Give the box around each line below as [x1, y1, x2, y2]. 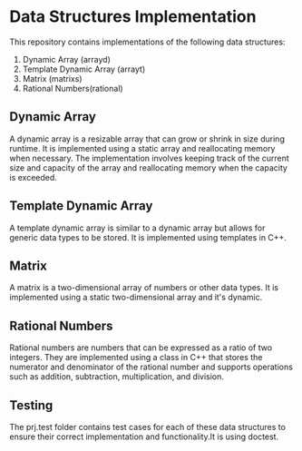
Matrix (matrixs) [22, 73, 83, 83]
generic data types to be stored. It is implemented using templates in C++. [9, 231, 287, 242]
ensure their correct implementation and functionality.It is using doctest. [9, 431, 279, 442]
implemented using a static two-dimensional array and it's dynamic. [9, 292, 263, 303]
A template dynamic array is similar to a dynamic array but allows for [9, 222, 266, 233]
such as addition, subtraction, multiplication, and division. [9, 371, 225, 382]
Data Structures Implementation [9, 6, 257, 27]
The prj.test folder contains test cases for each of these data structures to [9, 422, 286, 432]
